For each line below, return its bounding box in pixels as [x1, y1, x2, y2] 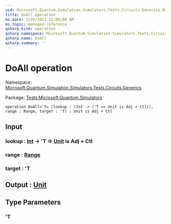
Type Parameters [5, 198, 61, 206]
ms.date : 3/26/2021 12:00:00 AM [5, 17, 74, 22]
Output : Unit [5, 181, 47, 189]
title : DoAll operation [5, 12, 56, 17]
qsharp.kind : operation [5, 26, 56, 31]
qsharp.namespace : [5, 31, 44, 36]
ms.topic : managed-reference [5, 21, 67, 27]
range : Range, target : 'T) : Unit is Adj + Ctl [5, 109, 113, 114]
